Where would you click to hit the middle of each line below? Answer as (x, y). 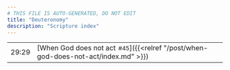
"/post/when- (186, 48)
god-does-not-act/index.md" (86, 56)
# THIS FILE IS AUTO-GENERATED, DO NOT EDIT (72, 13)
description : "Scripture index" (53, 26)
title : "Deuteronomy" (38, 20)
